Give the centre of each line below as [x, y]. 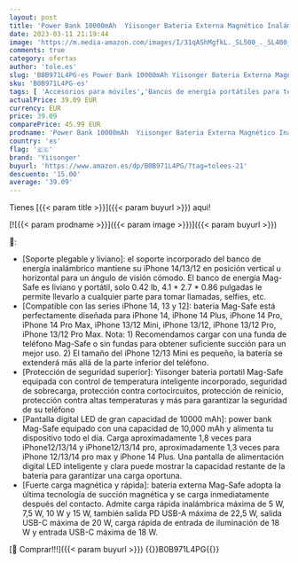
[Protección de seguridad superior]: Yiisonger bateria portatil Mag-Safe [153, 372]
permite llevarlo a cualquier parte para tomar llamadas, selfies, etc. [144, 297]
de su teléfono [48, 410]
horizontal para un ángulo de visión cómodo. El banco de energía [141, 278]
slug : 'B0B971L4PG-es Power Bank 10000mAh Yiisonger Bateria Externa [141, 75]
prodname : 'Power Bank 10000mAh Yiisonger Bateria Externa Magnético [142, 133]
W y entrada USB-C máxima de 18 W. [90, 532]
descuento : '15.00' [45, 174]
